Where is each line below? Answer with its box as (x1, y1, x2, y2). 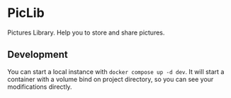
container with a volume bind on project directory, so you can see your (7, 75, 214, 83)
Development (7, 49, 69, 61)
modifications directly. (7, 82, 72, 91)
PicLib (7, 5, 45, 21)
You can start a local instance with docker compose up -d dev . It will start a (7, 67, 225, 75)
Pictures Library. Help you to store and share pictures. (7, 28, 165, 37)
